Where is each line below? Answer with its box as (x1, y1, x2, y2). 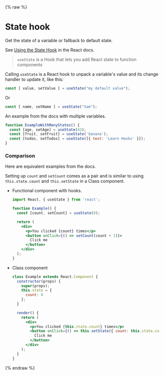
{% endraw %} (5, 365, 35, 371)
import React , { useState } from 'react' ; (12, 197, 100, 202)
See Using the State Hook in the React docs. (5, 47, 94, 53)
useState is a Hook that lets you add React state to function (17, 56, 137, 62)
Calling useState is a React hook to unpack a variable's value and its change (5, 71, 159, 77)
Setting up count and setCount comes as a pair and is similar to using (5, 173, 144, 179)
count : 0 (25, 293, 44, 298)
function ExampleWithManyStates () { (5, 123, 80, 127)
